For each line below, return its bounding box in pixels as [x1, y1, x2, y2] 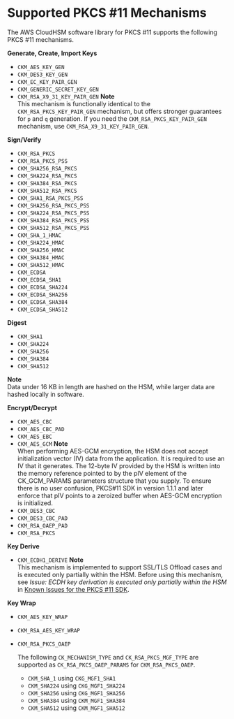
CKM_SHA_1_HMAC [17, 232, 62, 239]
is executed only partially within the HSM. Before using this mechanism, [17, 570, 223, 579]
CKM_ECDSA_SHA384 [17, 298, 68, 305]
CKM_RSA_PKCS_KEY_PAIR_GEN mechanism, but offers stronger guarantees [17, 107, 222, 115]
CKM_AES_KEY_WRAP [17, 613, 68, 620]
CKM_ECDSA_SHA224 [17, 284, 68, 291]
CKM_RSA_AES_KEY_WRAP [17, 627, 80, 634]
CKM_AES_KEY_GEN [17, 64, 65, 71]
